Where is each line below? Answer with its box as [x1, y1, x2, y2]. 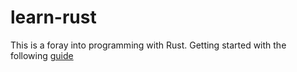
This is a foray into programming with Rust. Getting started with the [10, 39, 287, 51]
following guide [10, 49, 74, 61]
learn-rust [10, 6, 97, 29]
